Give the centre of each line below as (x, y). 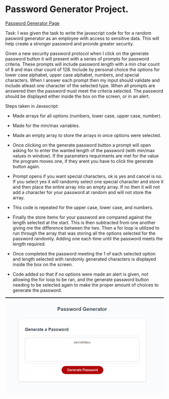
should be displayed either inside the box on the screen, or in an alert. (77, 96)
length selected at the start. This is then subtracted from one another (84, 222)
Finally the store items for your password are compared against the (82, 217)
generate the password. (37, 290)
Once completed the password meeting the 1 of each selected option (84, 253)
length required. (29, 244)
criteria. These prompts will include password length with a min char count (82, 64)
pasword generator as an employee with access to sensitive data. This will (82, 38)
